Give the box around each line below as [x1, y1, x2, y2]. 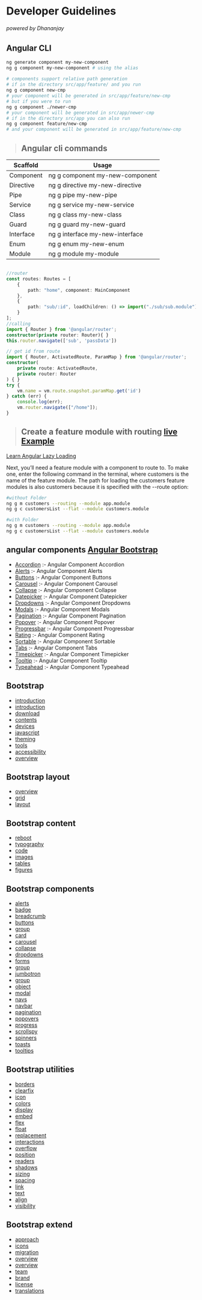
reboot [14, 834, 32, 842]
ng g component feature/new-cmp [6, 121, 87, 127]
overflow [14, 1144, 37, 1152]
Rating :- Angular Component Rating [14, 631, 105, 639]
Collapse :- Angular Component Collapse [14, 586, 117, 593]
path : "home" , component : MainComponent [28, 287, 130, 293]
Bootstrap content [6, 818, 76, 828]
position [14, 1150, 35, 1158]
